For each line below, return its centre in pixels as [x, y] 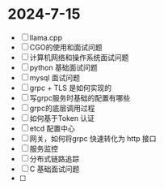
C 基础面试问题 [55, 169]
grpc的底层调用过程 [62, 108]
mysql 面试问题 [55, 77]
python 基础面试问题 [63, 67]
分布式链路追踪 [55, 158]
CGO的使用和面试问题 [66, 47]
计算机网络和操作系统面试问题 [79, 57]
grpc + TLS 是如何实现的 [71, 88]
